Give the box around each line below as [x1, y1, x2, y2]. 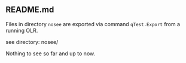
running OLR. [5, 27, 38, 34]
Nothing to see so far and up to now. [5, 50, 96, 57]
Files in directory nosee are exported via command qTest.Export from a [5, 20, 181, 27]
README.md [5, 5, 54, 15]
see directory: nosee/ [5, 38, 59, 45]
